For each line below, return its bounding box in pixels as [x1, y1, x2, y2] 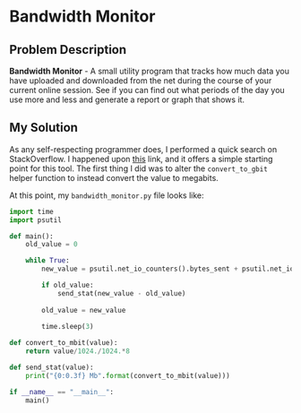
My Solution [9, 120, 79, 135]
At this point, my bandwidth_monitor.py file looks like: [9, 190, 204, 201]
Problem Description [9, 42, 127, 57]
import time [9, 207, 54, 216]
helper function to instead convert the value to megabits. [9, 172, 219, 183]
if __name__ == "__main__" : [9, 387, 115, 396]
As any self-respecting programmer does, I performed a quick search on [9, 143, 278, 154]
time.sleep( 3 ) [41, 322, 94, 331]
